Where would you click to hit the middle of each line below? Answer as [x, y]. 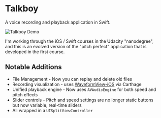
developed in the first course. [35, 52]
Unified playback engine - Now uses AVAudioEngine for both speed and [84, 89]
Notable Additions [33, 67]
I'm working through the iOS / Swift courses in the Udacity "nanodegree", [79, 41]
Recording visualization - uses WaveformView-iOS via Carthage [77, 84]
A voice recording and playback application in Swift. [58, 22]
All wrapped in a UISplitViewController [52, 110]
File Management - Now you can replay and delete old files [72, 79]
